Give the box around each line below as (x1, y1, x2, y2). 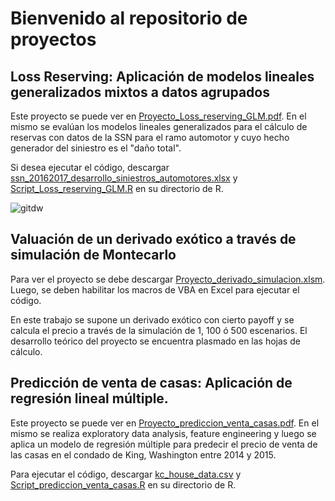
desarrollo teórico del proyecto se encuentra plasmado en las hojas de (10, 335, 301, 347)
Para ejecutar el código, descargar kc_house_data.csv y (10, 468, 242, 480)
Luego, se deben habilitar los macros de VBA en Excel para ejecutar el (10, 283, 300, 296)
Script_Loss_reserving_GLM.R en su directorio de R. (10, 183, 224, 194)
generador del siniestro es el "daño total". (10, 142, 182, 154)
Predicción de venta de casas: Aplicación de (10, 375, 293, 392)
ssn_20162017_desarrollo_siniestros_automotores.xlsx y (10, 172, 238, 184)
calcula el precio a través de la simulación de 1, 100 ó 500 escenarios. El (10, 324, 308, 336)
